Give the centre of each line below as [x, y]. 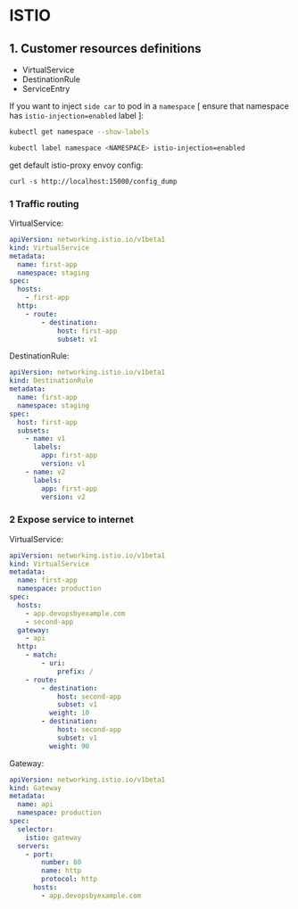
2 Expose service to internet [71, 520]
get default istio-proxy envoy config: [76, 165]
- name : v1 [46, 439]
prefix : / [75, 671]
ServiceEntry [46, 89]
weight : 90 [69, 746]
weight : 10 [69, 713]
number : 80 [62, 863]
